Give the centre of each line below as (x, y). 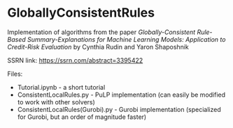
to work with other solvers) (56, 102)
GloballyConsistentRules (81, 13)
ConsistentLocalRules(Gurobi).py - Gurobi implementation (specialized (119, 109)
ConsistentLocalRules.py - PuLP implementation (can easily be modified (121, 95)
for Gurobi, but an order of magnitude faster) (82, 117)
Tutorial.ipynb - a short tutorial (61, 87)
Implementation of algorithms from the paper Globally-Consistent (101, 32)
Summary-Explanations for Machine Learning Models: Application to (126, 39)
